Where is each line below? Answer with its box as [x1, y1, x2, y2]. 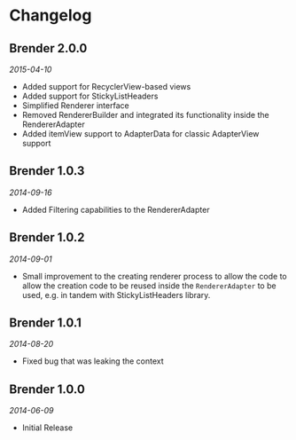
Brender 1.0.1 [9, 316, 82, 331]
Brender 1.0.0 [9, 381, 86, 397]
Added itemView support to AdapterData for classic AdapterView [21, 129, 260, 138]
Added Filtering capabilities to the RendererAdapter [21, 204, 210, 215]
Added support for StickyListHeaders [21, 90, 159, 101]
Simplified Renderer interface [21, 100, 130, 111]
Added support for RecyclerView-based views [21, 82, 191, 91]
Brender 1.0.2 [9, 230, 86, 245]
